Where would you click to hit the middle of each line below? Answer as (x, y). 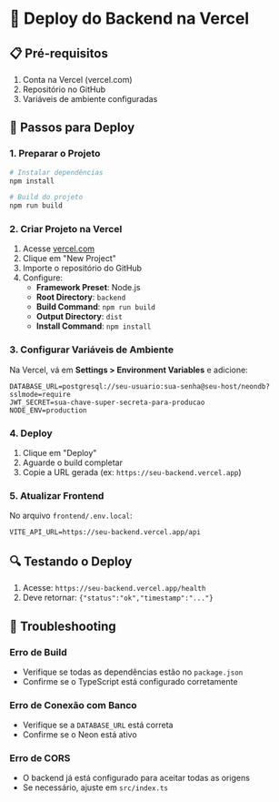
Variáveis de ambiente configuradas (90, 99)
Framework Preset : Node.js (88, 288)
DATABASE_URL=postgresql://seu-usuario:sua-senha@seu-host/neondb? (140, 386)
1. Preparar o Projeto (55, 154)
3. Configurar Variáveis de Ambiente (92, 350)
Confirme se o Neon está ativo (80, 735)
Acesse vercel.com (59, 249)
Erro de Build (39, 652)
